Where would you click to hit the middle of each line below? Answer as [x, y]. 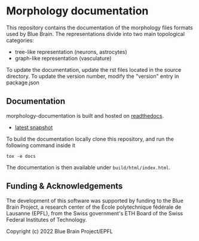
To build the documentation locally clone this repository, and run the [90, 139]
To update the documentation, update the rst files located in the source [94, 69]
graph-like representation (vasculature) [63, 58]
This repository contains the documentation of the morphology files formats [99, 28]
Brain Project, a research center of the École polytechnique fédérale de [94, 207]
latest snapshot [34, 127]
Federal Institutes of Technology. [47, 219]
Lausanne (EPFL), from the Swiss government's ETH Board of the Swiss [95, 213]
